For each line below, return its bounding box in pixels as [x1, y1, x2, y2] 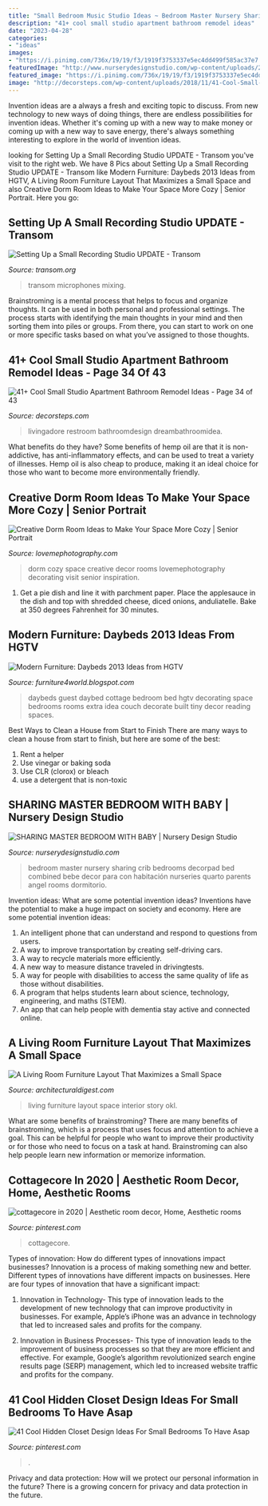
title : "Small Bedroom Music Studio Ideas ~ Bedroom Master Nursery [8, 11, 241, 20]
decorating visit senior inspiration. [27, 572, 140, 582]
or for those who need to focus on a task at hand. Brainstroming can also [8, 1142, 248, 1152]
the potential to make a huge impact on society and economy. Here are [8, 903, 242, 913]
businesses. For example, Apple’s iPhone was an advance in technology [19, 1312, 257, 1321]
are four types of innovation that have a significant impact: [8, 1280, 201, 1289]
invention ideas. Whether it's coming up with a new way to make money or [8, 118, 253, 127]
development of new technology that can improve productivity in [19, 1304, 233, 1313]
